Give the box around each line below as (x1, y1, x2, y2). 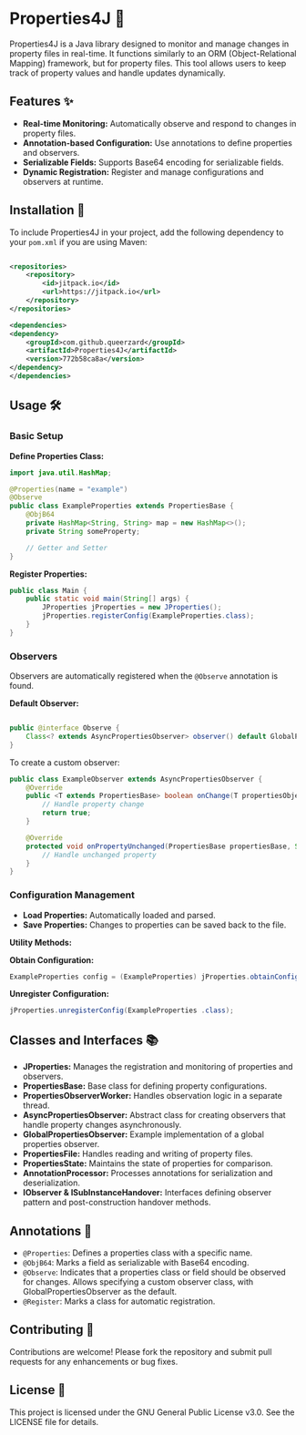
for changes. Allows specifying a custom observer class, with (22, 1276, 253, 1287)
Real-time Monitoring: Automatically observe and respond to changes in (22, 118, 297, 128)
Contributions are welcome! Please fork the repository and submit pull (9, 1346, 272, 1357)
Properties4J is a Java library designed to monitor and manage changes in (9, 38, 290, 49)
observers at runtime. (22, 176, 104, 187)
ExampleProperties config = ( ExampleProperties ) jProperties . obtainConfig (9, 972, 300, 981)
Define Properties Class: (9, 450, 105, 461)
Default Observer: (9, 698, 79, 709)
